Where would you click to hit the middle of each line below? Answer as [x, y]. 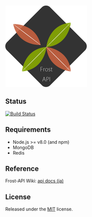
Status [16, 101]
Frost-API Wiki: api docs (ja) [35, 181]
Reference [22, 169]
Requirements [28, 130]
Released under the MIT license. [39, 209]
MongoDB [23, 147]
